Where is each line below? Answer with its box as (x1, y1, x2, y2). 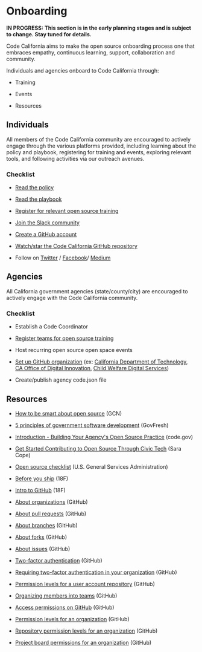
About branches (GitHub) (14, 521, 78, 529)
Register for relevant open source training (14, 207, 119, 215)
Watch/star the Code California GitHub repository (14, 243, 137, 250)
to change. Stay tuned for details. (6, 30, 92, 37)
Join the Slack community (14, 219, 80, 226)
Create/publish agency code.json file (14, 376, 107, 383)
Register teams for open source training (14, 334, 114, 342)
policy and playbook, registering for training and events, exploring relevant (6, 148, 191, 155)
